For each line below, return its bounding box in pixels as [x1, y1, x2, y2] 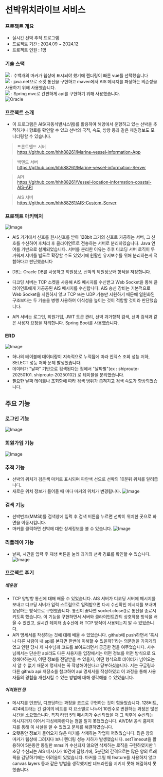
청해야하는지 [12, 656, 36, 662]
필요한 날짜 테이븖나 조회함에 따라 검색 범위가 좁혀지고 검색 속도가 [12, 378, 137, 384]
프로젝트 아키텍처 [5, 213, 43, 219]
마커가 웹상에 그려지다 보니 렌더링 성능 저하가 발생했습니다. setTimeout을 [12, 736, 152, 742]
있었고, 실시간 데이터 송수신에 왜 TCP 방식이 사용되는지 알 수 [22, 620, 137, 626]
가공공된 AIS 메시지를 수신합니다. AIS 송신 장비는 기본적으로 [37, 285, 151, 291]
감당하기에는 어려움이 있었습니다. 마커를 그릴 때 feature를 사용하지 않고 [21, 755, 157, 760]
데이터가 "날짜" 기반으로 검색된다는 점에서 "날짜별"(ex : [12, 366, 118, 371]
